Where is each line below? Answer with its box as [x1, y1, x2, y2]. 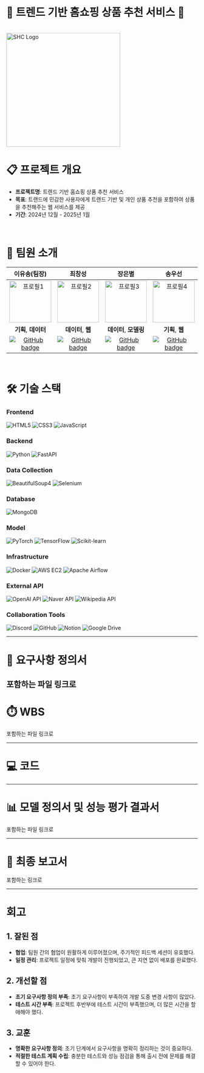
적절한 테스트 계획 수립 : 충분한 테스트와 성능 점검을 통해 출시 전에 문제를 [15, 1052, 185, 1060]
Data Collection [6, 466, 53, 474]
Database [6, 494, 35, 503]
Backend [6, 437, 33, 445]
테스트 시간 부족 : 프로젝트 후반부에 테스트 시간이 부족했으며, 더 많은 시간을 [15, 1000, 190, 1008]
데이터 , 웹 [65, 325, 91, 334]
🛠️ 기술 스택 [6, 382, 61, 395]
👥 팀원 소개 [6, 247, 58, 260]
